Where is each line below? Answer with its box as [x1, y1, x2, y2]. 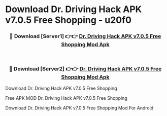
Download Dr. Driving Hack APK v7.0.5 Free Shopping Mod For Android [5, 105, 154, 111]
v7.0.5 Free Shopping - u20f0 [5, 14, 132, 26]
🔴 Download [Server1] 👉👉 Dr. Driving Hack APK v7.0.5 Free [9, 33, 161, 40]
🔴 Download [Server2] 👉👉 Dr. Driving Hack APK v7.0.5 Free [9, 65, 162, 72]
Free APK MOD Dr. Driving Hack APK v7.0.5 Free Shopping [5, 95, 128, 101]
